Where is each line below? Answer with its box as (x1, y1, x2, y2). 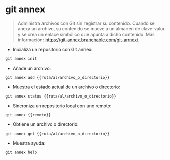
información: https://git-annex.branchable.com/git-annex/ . (17, 37, 140, 43)
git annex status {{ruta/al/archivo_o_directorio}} (5, 93, 116, 99)
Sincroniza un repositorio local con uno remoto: (12, 103, 112, 109)
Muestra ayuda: (12, 140, 46, 146)
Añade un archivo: (12, 65, 51, 71)
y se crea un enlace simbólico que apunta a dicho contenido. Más (17, 31, 155, 37)
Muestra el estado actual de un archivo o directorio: (12, 84, 120, 90)
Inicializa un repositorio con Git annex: (12, 46, 93, 52)
